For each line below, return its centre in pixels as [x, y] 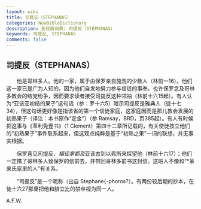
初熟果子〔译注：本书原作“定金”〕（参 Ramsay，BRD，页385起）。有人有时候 [100, 118]
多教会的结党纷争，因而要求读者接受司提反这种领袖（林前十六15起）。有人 [97, 96]
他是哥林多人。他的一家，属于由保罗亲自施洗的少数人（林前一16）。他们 [104, 81]
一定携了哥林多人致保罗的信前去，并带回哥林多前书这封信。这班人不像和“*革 [100, 161]
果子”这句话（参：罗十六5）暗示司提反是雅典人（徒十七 [113, 103]
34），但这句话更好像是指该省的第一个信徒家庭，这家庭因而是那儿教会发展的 [100, 111]
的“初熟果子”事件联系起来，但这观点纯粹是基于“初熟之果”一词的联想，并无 [97, 133]
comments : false [26, 40]
